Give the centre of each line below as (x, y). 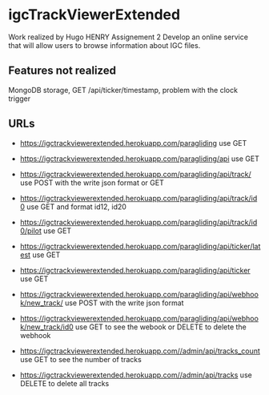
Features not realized (62, 71)
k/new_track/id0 (46, 327)
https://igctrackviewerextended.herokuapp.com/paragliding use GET (133, 143)
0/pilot (31, 231)
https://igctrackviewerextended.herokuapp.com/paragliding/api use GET (140, 159)
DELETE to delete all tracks (64, 383)
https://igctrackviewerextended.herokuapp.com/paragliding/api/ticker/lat (140, 246)
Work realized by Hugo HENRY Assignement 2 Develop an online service (128, 37)
